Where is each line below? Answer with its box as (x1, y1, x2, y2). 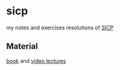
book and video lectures (6, 57, 66, 64)
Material (6, 41, 38, 51)
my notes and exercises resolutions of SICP (6, 24, 114, 31)
